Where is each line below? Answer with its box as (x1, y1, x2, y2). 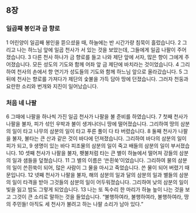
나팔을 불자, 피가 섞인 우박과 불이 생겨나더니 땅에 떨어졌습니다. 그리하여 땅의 (6, 120, 180, 127)
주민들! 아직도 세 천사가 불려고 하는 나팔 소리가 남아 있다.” (12, 200, 143, 207)
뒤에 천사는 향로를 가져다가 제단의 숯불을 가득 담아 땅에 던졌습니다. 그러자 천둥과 (6, 75, 189, 82)
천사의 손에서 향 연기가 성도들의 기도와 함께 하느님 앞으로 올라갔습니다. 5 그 (16, 68, 188, 75)
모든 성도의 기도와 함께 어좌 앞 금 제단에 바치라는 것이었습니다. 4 (32, 61, 180, 68)
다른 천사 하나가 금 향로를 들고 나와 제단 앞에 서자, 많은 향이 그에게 (32, 53, 183, 60)
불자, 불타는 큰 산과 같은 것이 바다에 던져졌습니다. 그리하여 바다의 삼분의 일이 (12, 135, 187, 142)
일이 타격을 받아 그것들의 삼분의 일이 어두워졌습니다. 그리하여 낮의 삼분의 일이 (12, 179, 189, 186)
